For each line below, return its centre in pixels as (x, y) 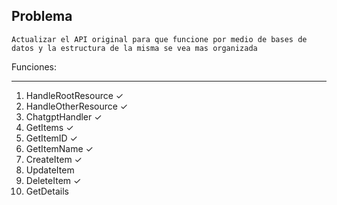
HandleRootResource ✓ (74, 95)
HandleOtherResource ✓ (77, 106)
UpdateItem (50, 170)
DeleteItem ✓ (53, 180)
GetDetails (47, 191)
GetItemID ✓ (51, 138)
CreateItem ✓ (54, 159)
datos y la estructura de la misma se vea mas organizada (134, 48)
